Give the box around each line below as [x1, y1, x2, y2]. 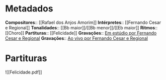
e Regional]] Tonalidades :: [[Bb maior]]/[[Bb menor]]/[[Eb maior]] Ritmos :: [5, 24, 158, 30]
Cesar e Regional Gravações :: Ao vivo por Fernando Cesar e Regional [5, 35, 148, 41]
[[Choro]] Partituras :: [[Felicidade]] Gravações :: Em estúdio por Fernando [5, 30, 157, 36]
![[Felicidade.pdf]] [5, 69, 42, 75]
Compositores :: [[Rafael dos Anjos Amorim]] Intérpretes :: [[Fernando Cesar [5, 19, 162, 25]
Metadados [5, 3, 53, 14]
